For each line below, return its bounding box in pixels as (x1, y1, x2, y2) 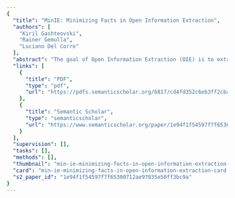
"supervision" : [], (13, 141, 70, 148)
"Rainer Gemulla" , (19, 37, 73, 44)
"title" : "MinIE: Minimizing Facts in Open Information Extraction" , (13, 17, 220, 24)
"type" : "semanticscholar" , (25, 114, 108, 121)
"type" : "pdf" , (25, 82, 70, 89)
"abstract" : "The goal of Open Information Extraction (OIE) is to (13, 56, 215, 63)
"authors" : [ (13, 23, 51, 30)
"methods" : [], (13, 154, 58, 161)
